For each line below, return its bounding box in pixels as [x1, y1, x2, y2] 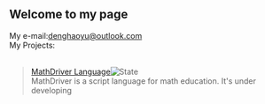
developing [30, 85, 73, 95]
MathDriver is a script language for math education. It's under [30, 75, 257, 86]
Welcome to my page [9, 7, 129, 22]
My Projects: [9, 40, 56, 50]
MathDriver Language [30, 66, 111, 77]
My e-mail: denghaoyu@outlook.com [9, 30, 143, 41]
